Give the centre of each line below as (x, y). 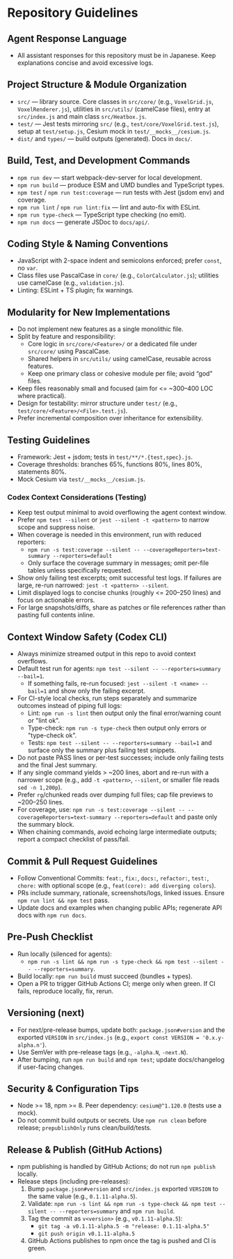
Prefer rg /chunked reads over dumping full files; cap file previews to (115, 795)
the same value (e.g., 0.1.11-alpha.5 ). (82, 1196)
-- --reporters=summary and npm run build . (112, 1211)
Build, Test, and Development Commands (99, 161)
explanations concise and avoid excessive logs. (85, 63)
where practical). (42, 396)
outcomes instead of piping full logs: (70, 706)
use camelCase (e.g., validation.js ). (71, 283)
